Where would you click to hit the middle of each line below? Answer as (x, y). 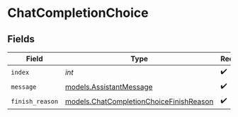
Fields (21, 39)
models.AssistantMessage (109, 87)
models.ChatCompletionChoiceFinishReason (139, 101)
